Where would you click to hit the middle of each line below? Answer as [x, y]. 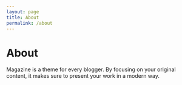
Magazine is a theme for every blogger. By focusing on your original [91, 69]
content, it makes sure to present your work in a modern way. [83, 76]
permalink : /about [29, 23]
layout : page [23, 12]
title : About [23, 17]
